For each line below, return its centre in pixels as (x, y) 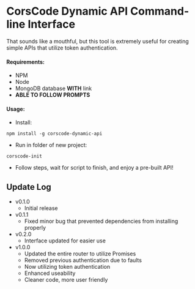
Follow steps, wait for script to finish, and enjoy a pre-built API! (94, 168)
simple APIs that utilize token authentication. (62, 48)
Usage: (16, 109)
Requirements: (25, 62)
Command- (160, 11)
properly (35, 228)
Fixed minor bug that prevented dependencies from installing (101, 221)
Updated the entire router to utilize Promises (80, 254)
